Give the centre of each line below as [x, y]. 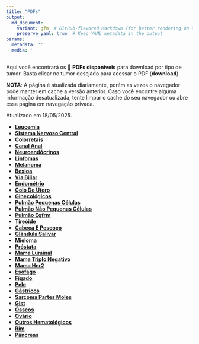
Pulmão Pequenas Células [48, 202]
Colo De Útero [32, 190]
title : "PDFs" [24, 12]
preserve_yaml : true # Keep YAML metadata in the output [90, 34]
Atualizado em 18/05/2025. [39, 115]
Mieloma [26, 240]
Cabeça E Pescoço [38, 227]
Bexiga [23, 171]
